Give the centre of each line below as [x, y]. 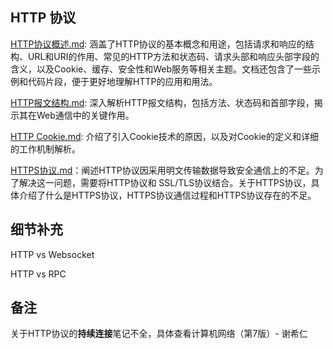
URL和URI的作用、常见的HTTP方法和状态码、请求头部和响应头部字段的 [173, 56]
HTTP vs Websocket [52, 254]
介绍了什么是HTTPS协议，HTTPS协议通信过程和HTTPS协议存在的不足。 [167, 195]
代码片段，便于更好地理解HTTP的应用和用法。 [122, 81]
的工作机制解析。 [45, 149]
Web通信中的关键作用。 [85, 115]
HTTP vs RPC [38, 274]
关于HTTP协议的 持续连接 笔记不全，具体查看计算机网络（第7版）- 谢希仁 [159, 334]
